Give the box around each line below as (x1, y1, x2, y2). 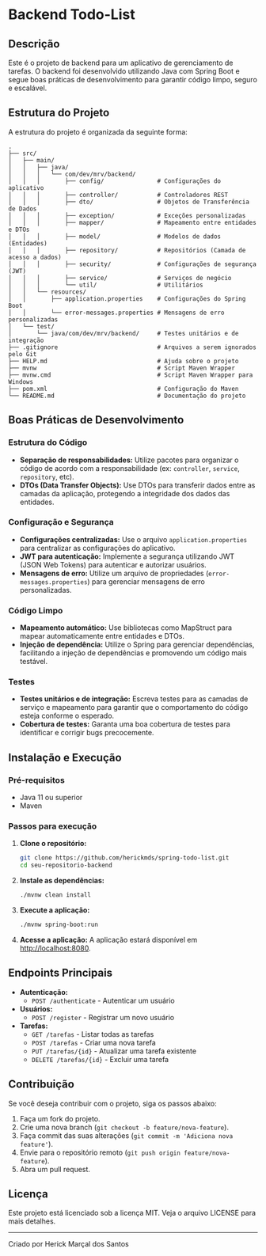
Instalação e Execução (8, 750, 122, 765)
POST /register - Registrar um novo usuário (31, 1012, 175, 1022)
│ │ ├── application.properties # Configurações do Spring (8, 294, 246, 302)
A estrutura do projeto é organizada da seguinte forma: (8, 127, 188, 136)
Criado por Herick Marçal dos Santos (8, 1239, 129, 1249)
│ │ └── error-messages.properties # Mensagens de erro (8, 309, 225, 317)
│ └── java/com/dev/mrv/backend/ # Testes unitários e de (8, 329, 239, 337)
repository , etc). (19, 472, 74, 481)
